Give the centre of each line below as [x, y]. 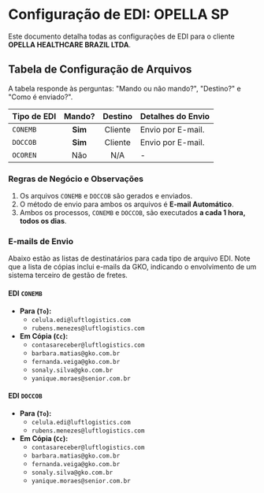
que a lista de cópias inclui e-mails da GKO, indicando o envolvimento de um [132, 267]
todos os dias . [43, 221]
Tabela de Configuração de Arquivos [100, 70]
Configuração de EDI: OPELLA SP [119, 15]
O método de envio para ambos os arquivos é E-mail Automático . [126, 204]
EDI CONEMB [25, 293]
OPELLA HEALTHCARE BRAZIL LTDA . [70, 44]
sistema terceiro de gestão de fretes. [68, 275]
